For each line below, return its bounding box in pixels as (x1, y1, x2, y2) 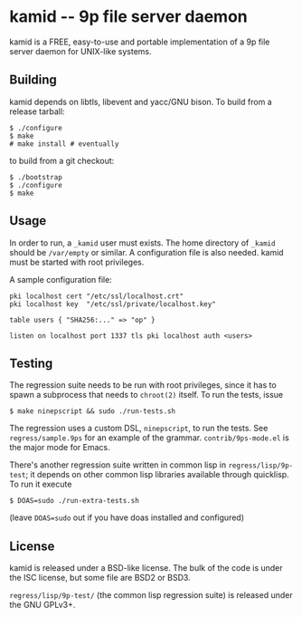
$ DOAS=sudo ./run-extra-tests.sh (9, 496, 140, 506)
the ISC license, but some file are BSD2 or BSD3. (9, 573, 192, 583)
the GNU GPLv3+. (9, 600, 76, 611)
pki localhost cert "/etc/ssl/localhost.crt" (9, 292, 184, 301)
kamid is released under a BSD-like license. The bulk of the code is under (9, 563, 283, 574)
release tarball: (9, 106, 65, 117)
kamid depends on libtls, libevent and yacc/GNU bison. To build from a (9, 96, 273, 107)
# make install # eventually (9, 139, 119, 149)
